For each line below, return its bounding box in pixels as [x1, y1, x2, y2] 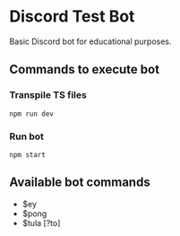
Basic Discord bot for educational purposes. [9, 36, 172, 47]
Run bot [9, 130, 45, 143]
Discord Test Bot [9, 6, 135, 27]
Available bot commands [9, 175, 150, 190]
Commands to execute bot [9, 62, 159, 77]
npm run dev [9, 109, 54, 118]
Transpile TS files [9, 89, 87, 101]
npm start [9, 150, 47, 159]
